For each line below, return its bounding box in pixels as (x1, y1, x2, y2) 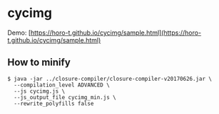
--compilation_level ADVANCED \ (14, 81, 111, 89)
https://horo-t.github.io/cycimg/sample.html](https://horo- (31, 28, 202, 37)
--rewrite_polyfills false (14, 100, 94, 107)
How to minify (7, 57, 71, 69)
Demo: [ (7, 28, 31, 37)
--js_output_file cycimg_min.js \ (14, 93, 116, 101)
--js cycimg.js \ (14, 87, 66, 95)
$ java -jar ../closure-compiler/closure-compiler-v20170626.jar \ (7, 75, 213, 82)
